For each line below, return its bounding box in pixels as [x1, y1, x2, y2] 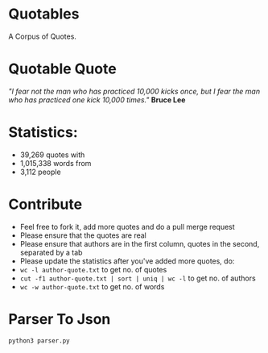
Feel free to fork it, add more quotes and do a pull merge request [19, 222, 235, 231]
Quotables [8, 5, 80, 23]
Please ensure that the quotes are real [19, 230, 146, 240]
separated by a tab [19, 247, 83, 257]
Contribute [8, 195, 83, 214]
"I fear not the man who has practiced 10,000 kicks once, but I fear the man [8, 86, 260, 96]
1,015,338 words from [19, 158, 92, 168]
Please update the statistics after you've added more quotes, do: [19, 255, 235, 266]
